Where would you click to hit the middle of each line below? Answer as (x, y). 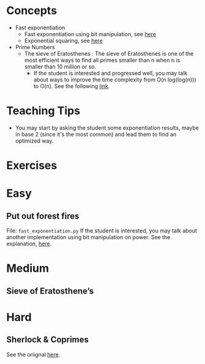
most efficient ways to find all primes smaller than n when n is (102, 60)
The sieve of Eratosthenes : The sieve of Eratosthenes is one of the (109, 53)
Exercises (32, 165)
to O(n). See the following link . (72, 86)
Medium (28, 268)
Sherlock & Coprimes (47, 340)
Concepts (32, 11)
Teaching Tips (43, 111)
